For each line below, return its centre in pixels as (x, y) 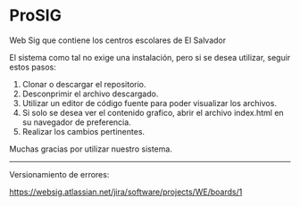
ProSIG (36, 16)
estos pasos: (33, 67)
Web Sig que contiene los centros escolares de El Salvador (117, 40)
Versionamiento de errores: (59, 174)
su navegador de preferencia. (76, 122)
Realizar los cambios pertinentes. (83, 131)
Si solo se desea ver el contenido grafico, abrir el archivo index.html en (153, 112)
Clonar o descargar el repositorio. (84, 84)
